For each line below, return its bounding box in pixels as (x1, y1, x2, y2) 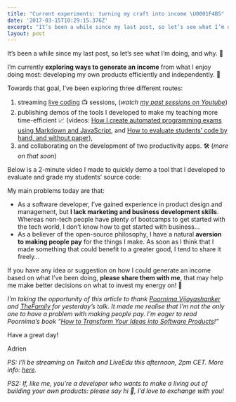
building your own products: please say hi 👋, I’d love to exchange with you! (7, 387, 225, 395)
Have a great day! (7, 331, 58, 339)
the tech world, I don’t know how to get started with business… (17, 222, 200, 231)
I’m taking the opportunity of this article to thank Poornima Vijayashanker (7, 295, 221, 303)
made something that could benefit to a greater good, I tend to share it (17, 245, 221, 253)
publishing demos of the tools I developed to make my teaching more (17, 108, 218, 117)
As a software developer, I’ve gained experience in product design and (17, 200, 223, 208)
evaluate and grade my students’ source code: (7, 173, 142, 182)
